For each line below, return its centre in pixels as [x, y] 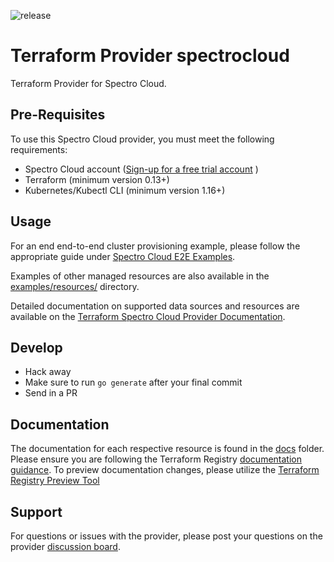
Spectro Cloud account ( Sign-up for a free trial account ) [141, 169]
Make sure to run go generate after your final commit [133, 382]
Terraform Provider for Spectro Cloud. [88, 83]
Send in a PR [51, 393]
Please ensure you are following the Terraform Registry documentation [156, 459]
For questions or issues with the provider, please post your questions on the [166, 536]
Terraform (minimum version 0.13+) [97, 179]
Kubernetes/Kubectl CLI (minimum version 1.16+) [125, 190]
